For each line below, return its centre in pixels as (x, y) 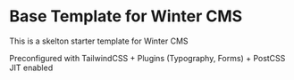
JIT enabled (31, 68)
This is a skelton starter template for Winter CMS (99, 41)
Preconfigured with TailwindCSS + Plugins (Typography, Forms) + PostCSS (147, 58)
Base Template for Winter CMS (126, 16)
